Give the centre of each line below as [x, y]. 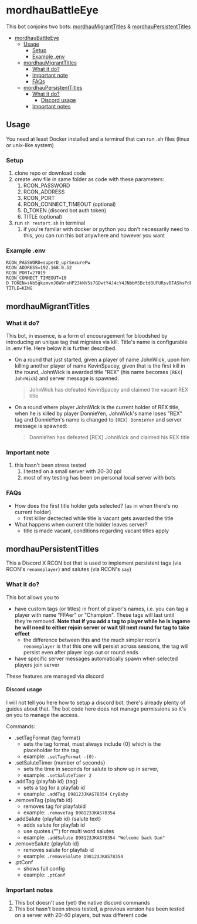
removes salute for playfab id [59, 850]
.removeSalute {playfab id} [47, 843]
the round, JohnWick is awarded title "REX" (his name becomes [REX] [98, 372]
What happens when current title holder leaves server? [81, 524]
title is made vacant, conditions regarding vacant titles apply [96, 531]
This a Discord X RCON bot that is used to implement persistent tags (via [94, 563]
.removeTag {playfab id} [44, 800]
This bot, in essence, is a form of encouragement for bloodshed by [87, 336]
